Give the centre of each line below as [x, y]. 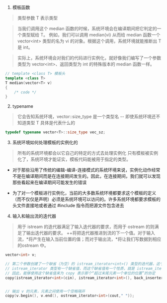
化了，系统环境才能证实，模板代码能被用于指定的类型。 [74, 159]
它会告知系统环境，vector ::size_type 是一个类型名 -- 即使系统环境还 [86, 117]
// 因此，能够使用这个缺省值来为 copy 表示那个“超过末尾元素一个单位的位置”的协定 [80, 273]
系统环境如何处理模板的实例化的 [45, 143]
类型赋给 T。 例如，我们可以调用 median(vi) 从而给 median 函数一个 [91, 35]
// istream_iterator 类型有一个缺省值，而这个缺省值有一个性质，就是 [70, 269]
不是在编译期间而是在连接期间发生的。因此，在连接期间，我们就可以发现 [86, 176]
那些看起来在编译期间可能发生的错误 [49, 182]
